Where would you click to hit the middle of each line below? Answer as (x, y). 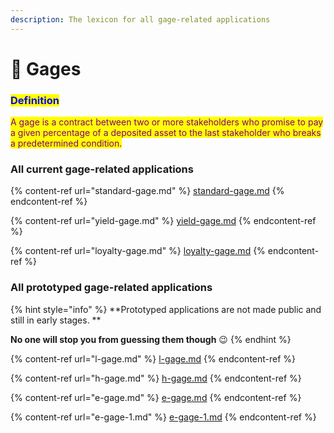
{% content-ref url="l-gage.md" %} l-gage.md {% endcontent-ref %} (153, 358)
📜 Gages (46, 68)
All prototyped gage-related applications (111, 288)
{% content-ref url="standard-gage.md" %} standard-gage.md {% (147, 191)
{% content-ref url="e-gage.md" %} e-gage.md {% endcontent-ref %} (156, 397)
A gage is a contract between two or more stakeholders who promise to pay (167, 122)
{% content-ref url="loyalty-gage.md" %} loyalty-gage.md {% (138, 251)
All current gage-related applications (102, 169)
